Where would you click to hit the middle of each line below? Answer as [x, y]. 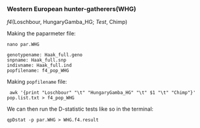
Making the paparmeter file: [41, 33]
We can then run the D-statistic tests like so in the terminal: [80, 109]
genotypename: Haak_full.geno [45, 55]
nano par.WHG [23, 45]
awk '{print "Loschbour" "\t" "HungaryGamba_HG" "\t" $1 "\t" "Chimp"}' [103, 93]
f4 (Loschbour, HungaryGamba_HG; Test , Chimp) [67, 22]
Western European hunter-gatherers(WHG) [71, 9]
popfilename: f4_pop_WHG [38, 71]
